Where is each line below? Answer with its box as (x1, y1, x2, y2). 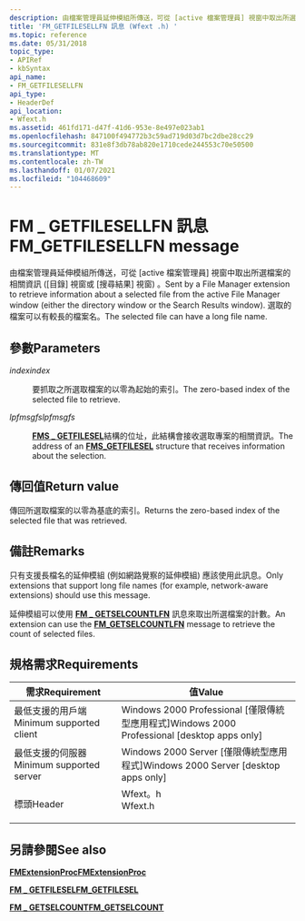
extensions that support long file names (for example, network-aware (9, 580, 269, 591)
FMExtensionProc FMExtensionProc (9, 866, 147, 878)
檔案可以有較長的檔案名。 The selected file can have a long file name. (9, 311, 268, 322)
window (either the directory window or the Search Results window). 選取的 (9, 299, 292, 310)
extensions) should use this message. (9, 589, 151, 601)
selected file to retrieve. (32, 394, 121, 405)
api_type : (9, 89, 47, 98)
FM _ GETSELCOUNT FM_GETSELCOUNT (9, 902, 164, 913)
